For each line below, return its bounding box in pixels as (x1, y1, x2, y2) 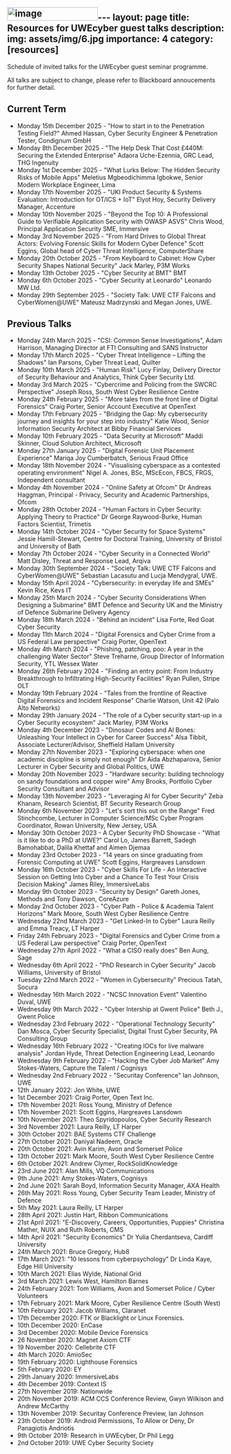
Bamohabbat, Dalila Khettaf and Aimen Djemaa (17, 843, 150, 852)
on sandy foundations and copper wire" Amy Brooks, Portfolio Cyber (17, 777, 212, 786)
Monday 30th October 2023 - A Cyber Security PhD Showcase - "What (17, 829, 221, 837)
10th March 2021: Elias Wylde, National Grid (17, 1270, 141, 1278)
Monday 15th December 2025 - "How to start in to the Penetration (17, 122, 205, 130)
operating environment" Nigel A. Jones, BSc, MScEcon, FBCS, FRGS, (17, 468, 214, 477)
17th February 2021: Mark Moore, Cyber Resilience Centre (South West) (17, 1299, 221, 1307)
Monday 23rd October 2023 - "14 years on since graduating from (17, 851, 203, 859)
